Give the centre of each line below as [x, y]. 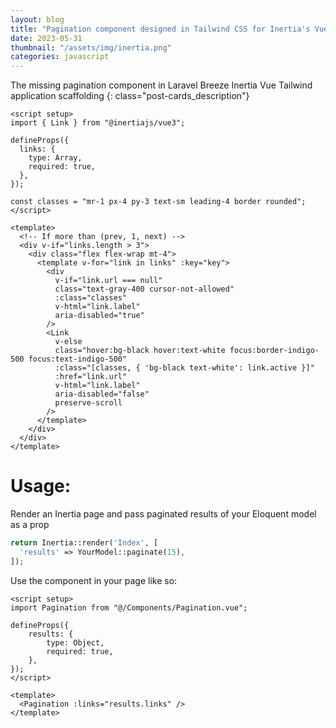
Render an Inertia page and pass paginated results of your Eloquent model [163, 514]
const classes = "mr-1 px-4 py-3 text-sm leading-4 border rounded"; [158, 202]
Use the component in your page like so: [94, 580]
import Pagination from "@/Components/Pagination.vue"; [129, 607]
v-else [68, 342]
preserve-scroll [88, 403]
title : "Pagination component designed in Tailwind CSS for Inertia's [160, 29]
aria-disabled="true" [99, 316]
